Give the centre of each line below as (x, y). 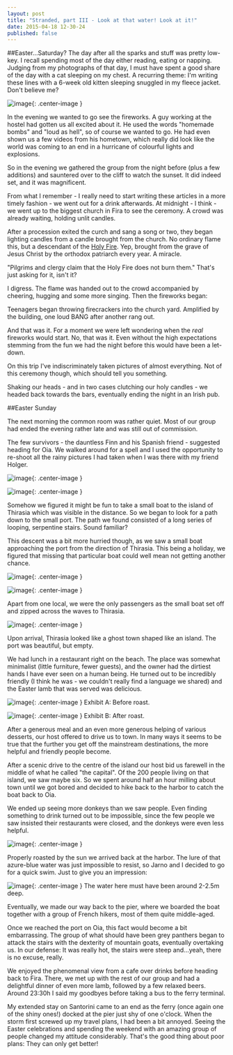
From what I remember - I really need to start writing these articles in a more (116, 196)
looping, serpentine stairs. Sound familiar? (68, 527)
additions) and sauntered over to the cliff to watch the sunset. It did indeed (114, 175)
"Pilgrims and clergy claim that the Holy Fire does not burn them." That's (111, 268)
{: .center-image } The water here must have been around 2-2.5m (126, 886)
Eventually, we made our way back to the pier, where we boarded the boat (114, 907)
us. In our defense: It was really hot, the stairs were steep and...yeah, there (114, 950)
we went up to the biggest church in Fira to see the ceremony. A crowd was (115, 211)
